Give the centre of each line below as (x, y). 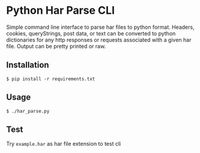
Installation (28, 65)
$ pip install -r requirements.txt (51, 79)
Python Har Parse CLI (61, 10)
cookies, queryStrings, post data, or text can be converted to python (91, 33)
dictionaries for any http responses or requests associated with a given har (99, 40)
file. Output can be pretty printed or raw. (56, 46)
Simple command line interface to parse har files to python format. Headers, (100, 27)
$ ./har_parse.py (28, 111)
